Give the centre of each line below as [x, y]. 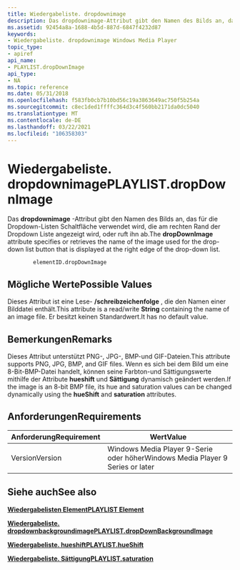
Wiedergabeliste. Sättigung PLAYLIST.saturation [80, 559]
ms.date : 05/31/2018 [38, 94]
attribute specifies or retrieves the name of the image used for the [104, 242]
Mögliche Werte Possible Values [80, 284]
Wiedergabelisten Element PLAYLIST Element [76, 509]
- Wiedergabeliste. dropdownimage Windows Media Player [92, 41]
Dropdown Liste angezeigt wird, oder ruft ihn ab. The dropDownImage [110, 234]
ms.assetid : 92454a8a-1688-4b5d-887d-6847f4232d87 [84, 27]
